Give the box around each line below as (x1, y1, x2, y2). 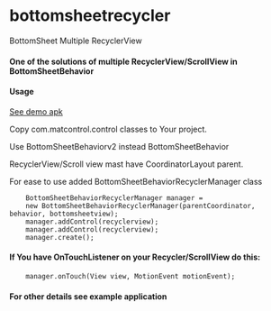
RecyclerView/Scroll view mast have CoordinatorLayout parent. (9, 159, 244, 169)
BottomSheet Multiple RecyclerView (9, 35, 142, 46)
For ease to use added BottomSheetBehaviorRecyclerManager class (9, 176, 263, 187)
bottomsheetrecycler (9, 5, 171, 26)
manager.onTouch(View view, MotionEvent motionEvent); (25, 271, 236, 280)
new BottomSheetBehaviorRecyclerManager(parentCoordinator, (25, 201, 256, 210)
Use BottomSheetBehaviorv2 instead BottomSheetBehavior (9, 141, 230, 151)
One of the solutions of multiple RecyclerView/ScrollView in (9, 56, 239, 67)
